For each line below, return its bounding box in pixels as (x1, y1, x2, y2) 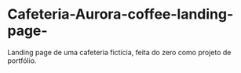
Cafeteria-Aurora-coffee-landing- (7, 5, 234, 23)
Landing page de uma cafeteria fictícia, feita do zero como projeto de (7, 47, 232, 57)
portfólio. (7, 56, 37, 65)
